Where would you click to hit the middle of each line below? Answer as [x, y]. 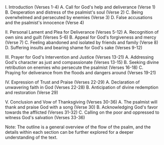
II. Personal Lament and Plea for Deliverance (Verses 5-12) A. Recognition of [82, 32]
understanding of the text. [31, 137]
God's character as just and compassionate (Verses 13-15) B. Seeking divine [82, 62]
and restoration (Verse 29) [32, 93]
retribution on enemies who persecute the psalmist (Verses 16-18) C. [74, 67]
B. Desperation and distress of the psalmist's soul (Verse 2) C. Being [74, 12]
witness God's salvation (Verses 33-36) [45, 117]
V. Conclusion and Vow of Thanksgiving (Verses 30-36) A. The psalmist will [81, 102]
